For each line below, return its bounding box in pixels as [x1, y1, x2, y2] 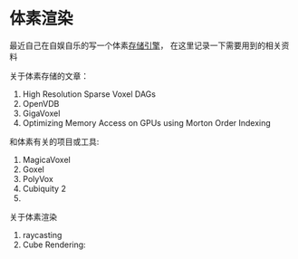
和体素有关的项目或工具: [9, 136, 100, 147]
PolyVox [22, 173, 54, 184]
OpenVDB [22, 98, 60, 109]
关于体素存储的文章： [9, 70, 89, 82]
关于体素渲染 [9, 211, 57, 222]
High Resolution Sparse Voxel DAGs [22, 88, 157, 100]
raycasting [22, 229, 62, 240]
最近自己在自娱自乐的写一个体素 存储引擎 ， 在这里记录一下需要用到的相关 [9, 40, 282, 51]
